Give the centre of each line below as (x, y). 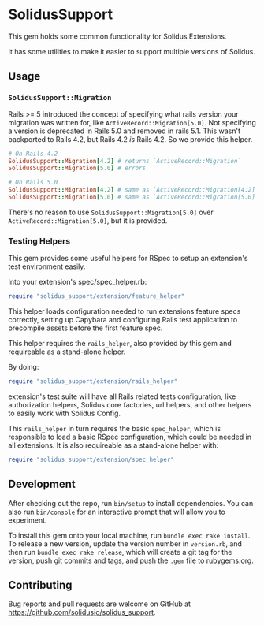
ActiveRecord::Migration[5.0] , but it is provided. (88, 220)
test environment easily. (47, 266)
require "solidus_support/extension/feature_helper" (97, 296)
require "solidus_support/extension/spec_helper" (91, 459)
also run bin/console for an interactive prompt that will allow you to (117, 512)
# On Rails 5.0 (33, 183)
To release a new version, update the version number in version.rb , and (125, 543)
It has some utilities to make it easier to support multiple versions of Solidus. (132, 51)
